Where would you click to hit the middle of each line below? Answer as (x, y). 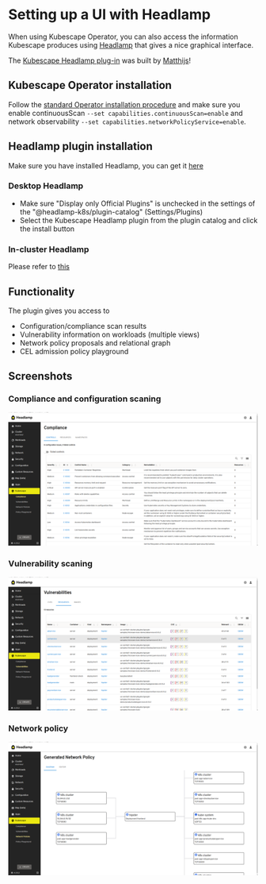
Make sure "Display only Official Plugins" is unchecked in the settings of (137, 203)
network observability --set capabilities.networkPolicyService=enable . (127, 122)
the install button (47, 229)
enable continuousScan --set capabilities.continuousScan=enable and (125, 113)
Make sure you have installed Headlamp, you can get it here (106, 165)
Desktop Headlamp (46, 186)
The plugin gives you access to (59, 311)
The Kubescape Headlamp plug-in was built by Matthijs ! (100, 60)
